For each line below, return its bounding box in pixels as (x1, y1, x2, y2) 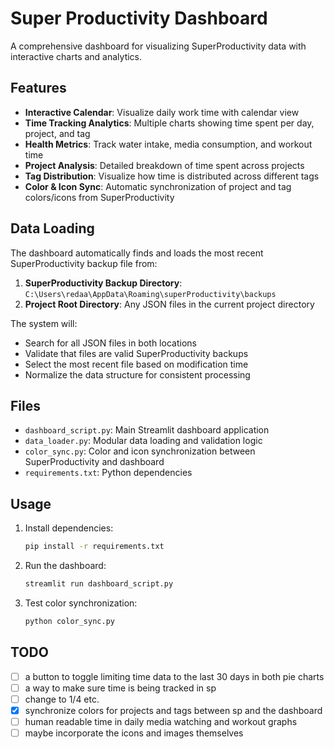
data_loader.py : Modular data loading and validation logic (24, 435, 263, 447)
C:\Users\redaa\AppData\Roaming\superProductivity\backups (24, 289, 277, 299)
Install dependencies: (24, 522, 114, 534)
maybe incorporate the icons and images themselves (24, 727, 244, 739)
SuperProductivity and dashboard (24, 456, 165, 468)
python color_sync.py (24, 616, 115, 626)
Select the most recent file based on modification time (24, 358, 249, 370)
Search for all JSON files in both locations (24, 337, 197, 349)
